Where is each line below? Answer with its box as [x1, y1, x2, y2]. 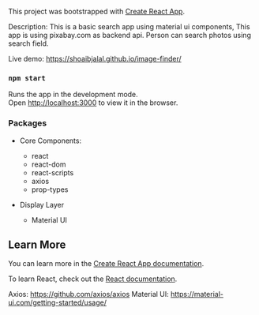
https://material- [171, 290, 223, 299]
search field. [8, 39, 49, 48]
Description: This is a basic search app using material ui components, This [8, 22, 250, 31]
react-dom [31, 159, 66, 169]
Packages [8, 118, 47, 129]
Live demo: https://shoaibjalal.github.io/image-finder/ [8, 54, 182, 63]
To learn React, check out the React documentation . [8, 274, 178, 283]
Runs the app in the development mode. [8, 90, 138, 99]
